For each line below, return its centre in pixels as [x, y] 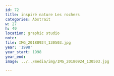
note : [11, 38]
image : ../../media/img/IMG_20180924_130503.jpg [57, 61]
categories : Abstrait [28, 19]
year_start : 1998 [23, 52]
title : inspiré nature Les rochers [43, 15]
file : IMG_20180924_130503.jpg [38, 43]
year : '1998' [19, 47]
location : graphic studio [32, 33]
